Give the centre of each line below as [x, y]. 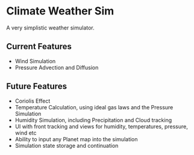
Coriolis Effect [33, 101]
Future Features [37, 86]
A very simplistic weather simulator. [50, 28]
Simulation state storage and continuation [67, 145]
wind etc [26, 133]
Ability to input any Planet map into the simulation [76, 139]
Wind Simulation [35, 61]
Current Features [39, 47]
